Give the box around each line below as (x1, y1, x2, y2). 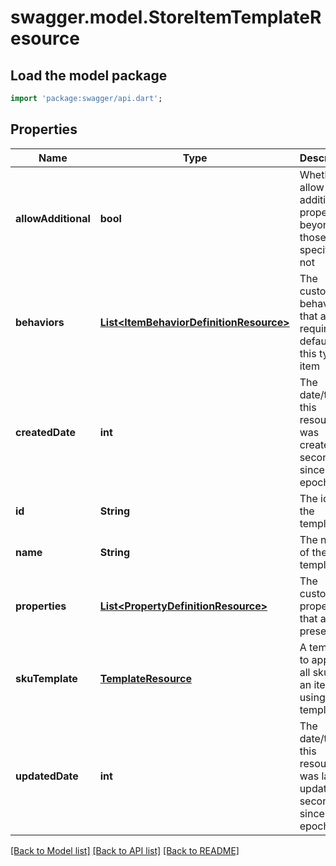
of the (299, 545, 328, 559)
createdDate (15, 425, 76, 439)
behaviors (15, 315, 65, 329)
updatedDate (15, 769, 79, 783)
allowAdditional (15, 211, 91, 225)
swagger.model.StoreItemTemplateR (10, 6, 322, 29)
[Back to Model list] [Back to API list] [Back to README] (10, 844, 240, 856)
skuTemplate (15, 671, 78, 685)
